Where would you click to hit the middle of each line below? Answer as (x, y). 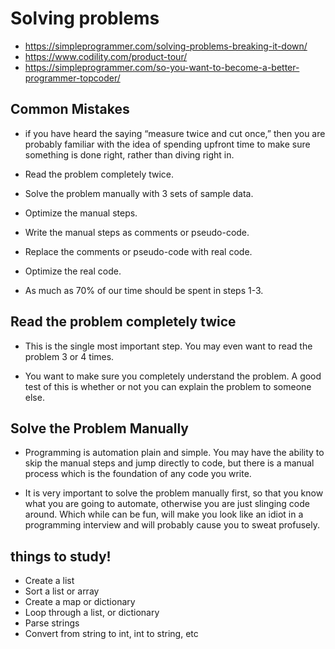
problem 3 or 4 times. (69, 356)
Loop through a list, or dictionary (92, 613)
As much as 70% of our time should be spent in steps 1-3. (144, 290)
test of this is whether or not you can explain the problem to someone (168, 386)
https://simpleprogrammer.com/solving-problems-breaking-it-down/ (166, 46)
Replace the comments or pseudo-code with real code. (138, 251)
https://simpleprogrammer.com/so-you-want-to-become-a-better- (162, 67)
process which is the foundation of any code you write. (138, 474)
